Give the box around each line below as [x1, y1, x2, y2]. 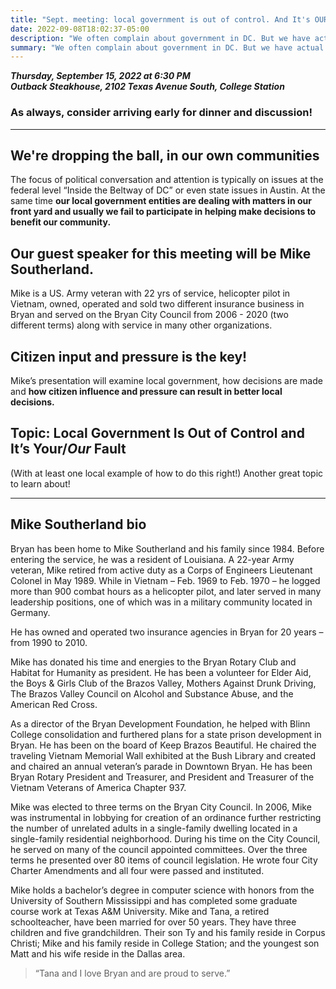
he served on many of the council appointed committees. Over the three [10, 843, 308, 855]
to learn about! [10, 477, 71, 490]
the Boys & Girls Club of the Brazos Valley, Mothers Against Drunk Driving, [10, 677, 317, 689]
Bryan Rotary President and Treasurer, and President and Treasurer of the [10, 771, 315, 783]
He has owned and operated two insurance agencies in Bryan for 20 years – [10, 626, 324, 638]
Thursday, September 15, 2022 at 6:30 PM [10, 70, 191, 82]
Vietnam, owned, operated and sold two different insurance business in [10, 298, 305, 310]
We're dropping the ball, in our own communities [10, 147, 320, 164]
